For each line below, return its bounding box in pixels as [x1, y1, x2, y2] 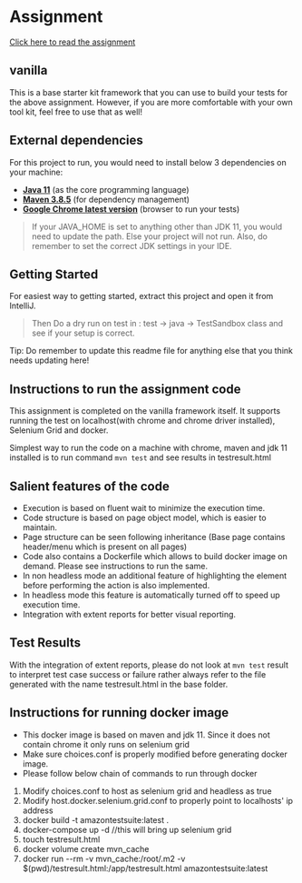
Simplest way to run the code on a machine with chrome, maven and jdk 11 [9, 443, 287, 454]
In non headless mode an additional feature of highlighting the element [22, 570, 287, 581]
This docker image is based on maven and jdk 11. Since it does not [22, 729, 270, 740]
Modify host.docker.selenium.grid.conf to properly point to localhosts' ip [22, 795, 293, 806]
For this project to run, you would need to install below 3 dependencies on [9, 156, 287, 167]
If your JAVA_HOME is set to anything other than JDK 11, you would [31, 221, 283, 232]
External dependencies [9, 133, 143, 148]
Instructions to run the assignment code [9, 381, 241, 396]
